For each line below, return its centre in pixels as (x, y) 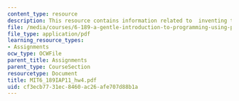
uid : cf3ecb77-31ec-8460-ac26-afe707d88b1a (73, 87)
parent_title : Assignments (47, 60)
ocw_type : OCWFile (34, 54)
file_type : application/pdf (49, 34)
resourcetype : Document (43, 73)
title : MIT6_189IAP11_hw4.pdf (52, 80)
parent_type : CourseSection (49, 67)
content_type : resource (43, 14)
